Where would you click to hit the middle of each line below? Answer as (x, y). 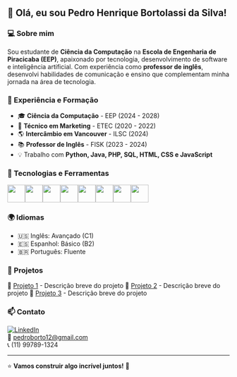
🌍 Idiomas (26, 217)
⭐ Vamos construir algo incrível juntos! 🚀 (68, 366)
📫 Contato (26, 311)
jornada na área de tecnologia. (52, 81)
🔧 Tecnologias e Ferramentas (58, 173)
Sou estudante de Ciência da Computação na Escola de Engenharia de (112, 52)
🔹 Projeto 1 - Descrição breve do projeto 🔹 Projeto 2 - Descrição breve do (114, 285)
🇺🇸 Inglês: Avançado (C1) (55, 235)
